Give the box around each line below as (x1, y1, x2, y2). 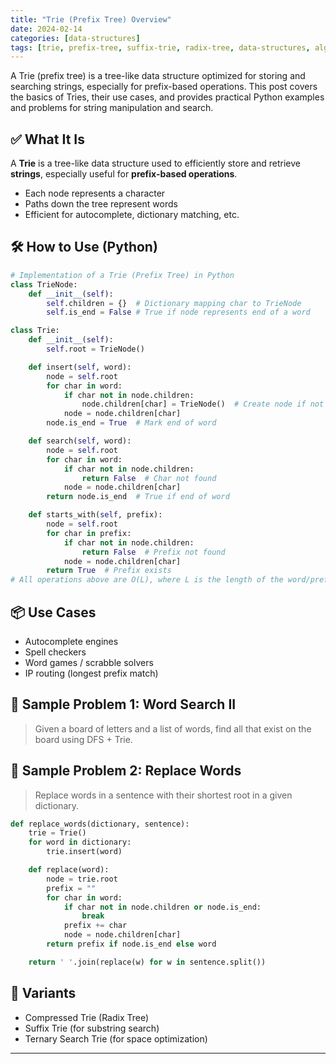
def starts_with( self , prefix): (28, 510, 163, 520)
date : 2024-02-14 (10, 24, 83, 34)
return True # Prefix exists (46, 566, 172, 576)
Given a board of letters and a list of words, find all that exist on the (34, 722, 312, 735)
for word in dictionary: (28, 837, 132, 848)
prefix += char (63, 921, 128, 931)
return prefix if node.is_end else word (46, 939, 217, 950)
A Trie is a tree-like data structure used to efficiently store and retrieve (10, 157, 301, 170)
